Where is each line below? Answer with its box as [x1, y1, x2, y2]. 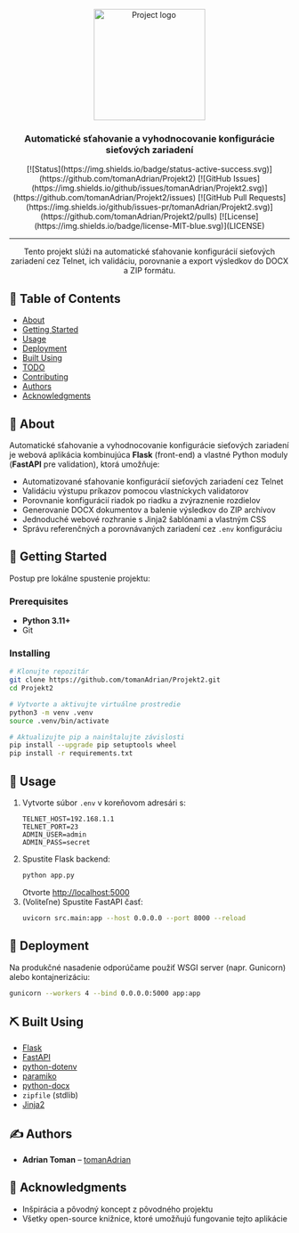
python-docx [21, 1081, 70, 1091]
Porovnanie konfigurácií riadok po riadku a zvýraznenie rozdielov [21, 494, 261, 505]
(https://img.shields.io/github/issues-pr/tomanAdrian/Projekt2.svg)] [26, 201, 273, 213]
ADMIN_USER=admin [21, 830, 87, 839]
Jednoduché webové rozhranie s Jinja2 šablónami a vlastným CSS [21, 513, 267, 525]
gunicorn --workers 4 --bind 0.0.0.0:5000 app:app [9, 989, 201, 998]
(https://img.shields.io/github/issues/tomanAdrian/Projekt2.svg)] [30, 183, 269, 193]
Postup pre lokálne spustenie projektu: [9, 573, 150, 584]
